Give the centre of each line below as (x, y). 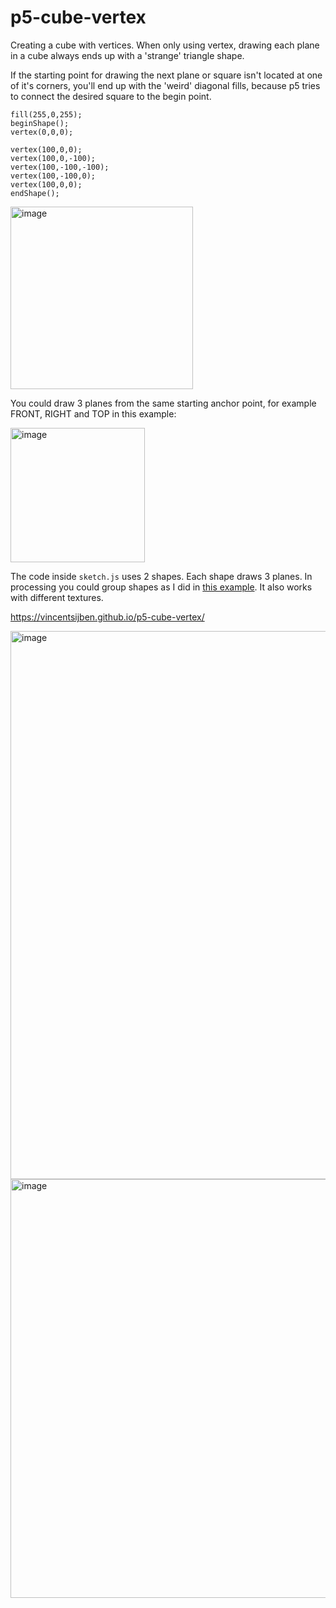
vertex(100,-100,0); (53, 176)
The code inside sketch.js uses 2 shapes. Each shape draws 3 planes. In (161, 576)
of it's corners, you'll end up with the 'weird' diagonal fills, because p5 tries (165, 85)
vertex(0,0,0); (42, 132)
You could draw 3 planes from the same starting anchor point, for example (163, 403)
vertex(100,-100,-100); (60, 167)
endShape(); (35, 193)
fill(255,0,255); (46, 114)
